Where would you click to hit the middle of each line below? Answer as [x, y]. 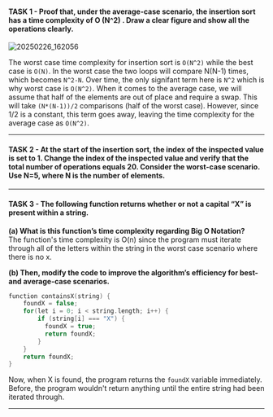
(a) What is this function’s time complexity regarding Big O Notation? [127, 230]
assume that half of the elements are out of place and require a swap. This [133, 97]
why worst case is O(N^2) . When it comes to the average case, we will [125, 89]
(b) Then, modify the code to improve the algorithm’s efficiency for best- [133, 272]
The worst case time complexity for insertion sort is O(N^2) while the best [131, 63]
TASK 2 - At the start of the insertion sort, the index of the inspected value [136, 149]
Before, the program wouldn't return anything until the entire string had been [136, 388]
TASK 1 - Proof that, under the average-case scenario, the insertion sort [132, 11]
